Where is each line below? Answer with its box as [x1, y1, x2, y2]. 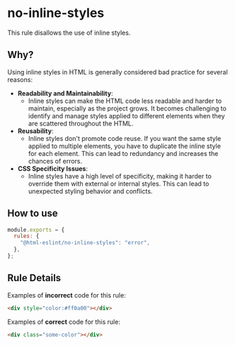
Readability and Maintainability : [17, 89, 113, 97]
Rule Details [7, 272, 62, 284]
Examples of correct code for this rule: [7, 317, 120, 326]
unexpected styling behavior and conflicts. [28, 186, 153, 196]
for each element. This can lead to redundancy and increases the [28, 149, 219, 157]
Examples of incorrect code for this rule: [7, 290, 126, 299]
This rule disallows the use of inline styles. [7, 28, 131, 37]
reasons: [7, 75, 33, 84]
